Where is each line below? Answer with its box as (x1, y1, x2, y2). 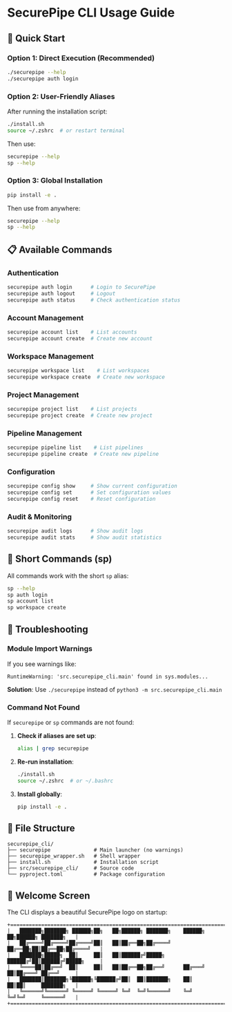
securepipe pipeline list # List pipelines (7, 444, 144, 451)
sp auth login (7, 591, 48, 598)
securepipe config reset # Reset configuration (7, 495, 156, 502)
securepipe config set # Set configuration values (7, 489, 171, 496)
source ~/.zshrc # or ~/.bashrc (17, 777, 114, 784)
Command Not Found (7, 702, 81, 712)
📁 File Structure (7, 822, 75, 834)
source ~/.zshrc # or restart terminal (7, 127, 126, 134)
